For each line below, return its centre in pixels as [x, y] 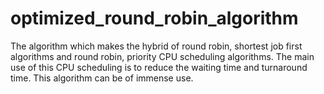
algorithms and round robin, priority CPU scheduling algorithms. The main [162, 56]
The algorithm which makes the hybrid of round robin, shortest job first [156, 46]
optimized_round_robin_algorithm [154, 18]
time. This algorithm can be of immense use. [102, 78]
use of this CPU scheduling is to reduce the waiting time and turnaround [159, 67]
